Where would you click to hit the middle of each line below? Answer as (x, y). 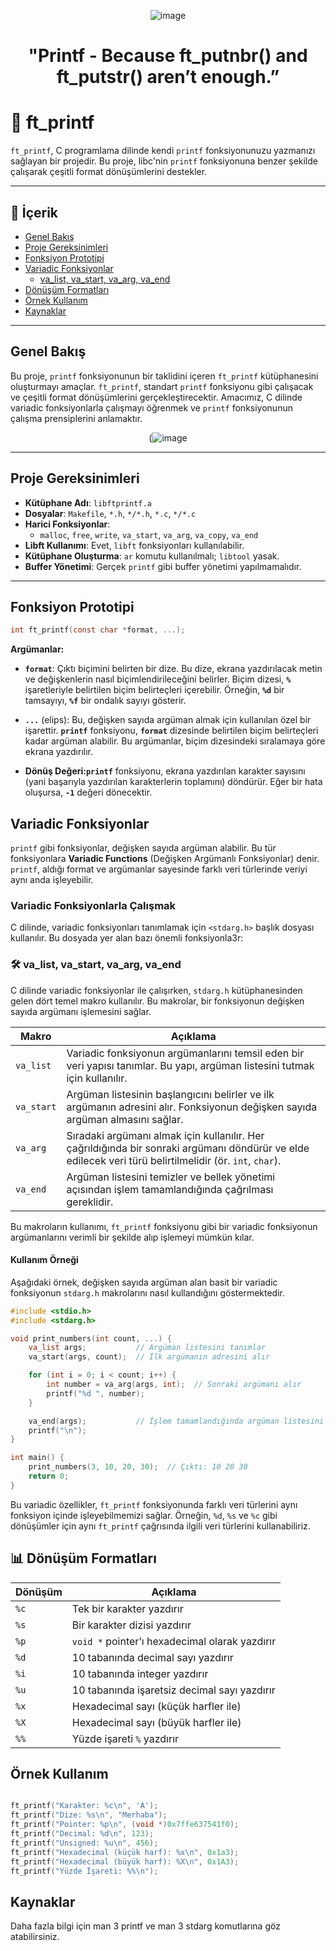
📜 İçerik (34, 212)
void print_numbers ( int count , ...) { (91, 1338)
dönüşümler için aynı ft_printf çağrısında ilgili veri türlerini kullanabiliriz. (160, 1526)
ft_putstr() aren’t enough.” (168, 77)
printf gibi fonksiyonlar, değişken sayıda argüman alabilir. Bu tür (143, 848)
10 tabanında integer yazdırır (140, 1673)
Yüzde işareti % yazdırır (125, 1738)
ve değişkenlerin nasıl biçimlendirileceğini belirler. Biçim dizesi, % (158, 679)
